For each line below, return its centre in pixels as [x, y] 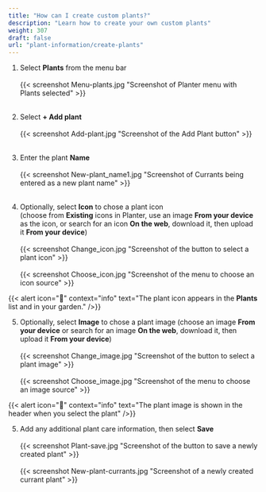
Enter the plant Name [54, 158]
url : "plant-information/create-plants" [76, 45]
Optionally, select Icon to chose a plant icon [92, 207]
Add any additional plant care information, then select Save [117, 429]
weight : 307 [28, 30]
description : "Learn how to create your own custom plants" [110, 23]
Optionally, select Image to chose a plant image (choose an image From [137, 322]
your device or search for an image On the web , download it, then [128, 331]
